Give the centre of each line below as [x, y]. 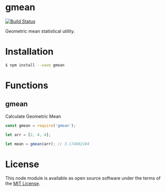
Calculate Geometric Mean [33, 116]
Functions [27, 85]
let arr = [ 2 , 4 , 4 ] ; [28, 135]
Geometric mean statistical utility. [40, 31]
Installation [29, 52]
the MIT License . [23, 183]
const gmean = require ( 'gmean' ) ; [41, 126]
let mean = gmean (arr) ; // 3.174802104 [47, 144]
